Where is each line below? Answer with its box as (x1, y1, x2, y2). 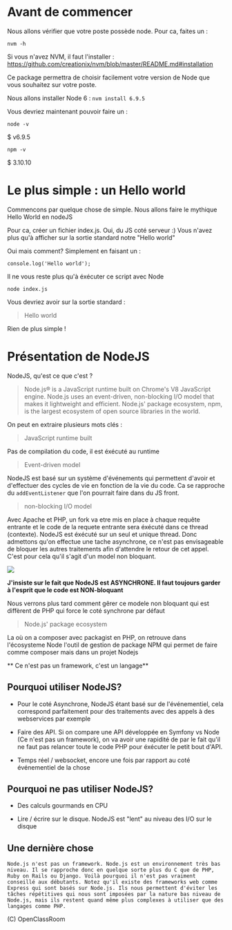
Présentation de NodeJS (7, 349, 150, 365)
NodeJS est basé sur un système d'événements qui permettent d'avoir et (7, 474, 215, 482)
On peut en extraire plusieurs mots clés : (7, 420, 123, 428)
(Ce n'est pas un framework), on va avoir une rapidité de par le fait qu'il (17, 735, 221, 743)
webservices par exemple (17, 714, 91, 723)
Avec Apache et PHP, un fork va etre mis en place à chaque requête (7, 515, 200, 524)
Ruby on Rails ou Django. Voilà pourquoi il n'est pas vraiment (7, 873, 196, 880)
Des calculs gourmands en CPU (17, 801, 108, 810)
